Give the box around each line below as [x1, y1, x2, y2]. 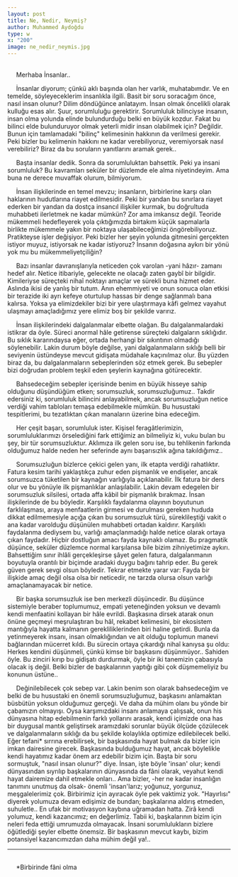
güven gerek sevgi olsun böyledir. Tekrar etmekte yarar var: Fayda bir [7, 566, 210, 574]
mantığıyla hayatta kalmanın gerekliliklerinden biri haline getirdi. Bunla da [7, 625, 220, 633]
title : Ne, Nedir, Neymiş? [7, 17, 87, 24]
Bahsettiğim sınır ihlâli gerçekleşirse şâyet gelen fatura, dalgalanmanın [7, 551, 212, 559]
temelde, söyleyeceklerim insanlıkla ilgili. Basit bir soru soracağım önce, [7, 92, 217, 100]
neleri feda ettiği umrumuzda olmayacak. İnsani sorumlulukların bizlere [7, 820, 214, 828]
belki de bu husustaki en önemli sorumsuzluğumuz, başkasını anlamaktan [7, 692, 222, 700]
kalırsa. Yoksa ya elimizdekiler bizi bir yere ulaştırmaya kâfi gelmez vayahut [7, 299, 227, 308]
